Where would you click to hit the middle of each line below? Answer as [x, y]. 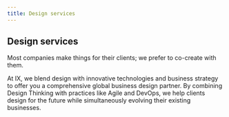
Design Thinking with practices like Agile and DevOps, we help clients [106, 93]
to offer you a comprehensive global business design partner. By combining [115, 86]
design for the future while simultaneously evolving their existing [99, 100]
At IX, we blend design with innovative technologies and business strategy [113, 78]
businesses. [24, 108]
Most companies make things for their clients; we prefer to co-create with [112, 58]
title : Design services [41, 13]
